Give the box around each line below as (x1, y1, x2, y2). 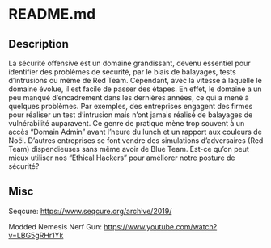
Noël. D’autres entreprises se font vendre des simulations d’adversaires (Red (8, 136, 264, 145)
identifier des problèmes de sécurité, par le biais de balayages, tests (8, 67, 236, 77)
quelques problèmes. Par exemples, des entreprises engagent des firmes (8, 102, 253, 111)
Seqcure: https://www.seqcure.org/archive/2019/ (8, 206, 172, 216)
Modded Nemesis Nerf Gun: (8, 221, 103, 231)
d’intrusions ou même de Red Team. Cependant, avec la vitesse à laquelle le (8, 76, 263, 85)
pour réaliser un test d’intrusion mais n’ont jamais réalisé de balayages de (8, 110, 253, 120)
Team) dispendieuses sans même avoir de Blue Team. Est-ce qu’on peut (8, 145, 249, 153)
